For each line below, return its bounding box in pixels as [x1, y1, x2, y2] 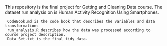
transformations [5, 23, 39, 28]
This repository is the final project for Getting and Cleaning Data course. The [5, 4, 163, 10]
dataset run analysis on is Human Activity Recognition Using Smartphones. [5, 9, 159, 15]
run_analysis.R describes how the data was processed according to [7, 28, 151, 33]
